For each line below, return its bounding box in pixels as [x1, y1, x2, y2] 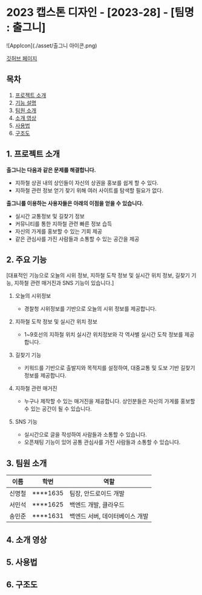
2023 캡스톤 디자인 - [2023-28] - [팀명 [6, 5, 195, 19]
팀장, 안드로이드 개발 [69, 489, 125, 498]
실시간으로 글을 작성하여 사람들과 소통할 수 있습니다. [24, 431, 147, 439]
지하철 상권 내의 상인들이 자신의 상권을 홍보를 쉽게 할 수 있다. [15, 179, 159, 186]
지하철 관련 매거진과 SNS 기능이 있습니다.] [14, 280, 114, 287]
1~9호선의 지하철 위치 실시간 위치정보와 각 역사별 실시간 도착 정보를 [24, 331, 183, 338]
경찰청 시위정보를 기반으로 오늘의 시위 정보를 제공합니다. [24, 305, 157, 312]
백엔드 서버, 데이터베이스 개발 [69, 512, 149, 520]
